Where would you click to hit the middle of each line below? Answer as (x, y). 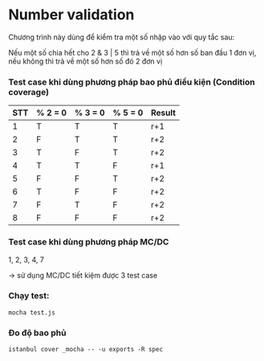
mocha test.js (32, 312)
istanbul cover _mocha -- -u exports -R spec (85, 350)
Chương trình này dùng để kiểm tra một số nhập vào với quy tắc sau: (122, 37)
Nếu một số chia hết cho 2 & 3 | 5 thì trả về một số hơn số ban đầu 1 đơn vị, (132, 52)
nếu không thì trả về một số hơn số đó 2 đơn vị (85, 61)
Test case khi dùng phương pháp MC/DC (89, 242)
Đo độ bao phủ (37, 333)
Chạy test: (29, 296)
